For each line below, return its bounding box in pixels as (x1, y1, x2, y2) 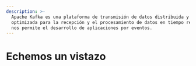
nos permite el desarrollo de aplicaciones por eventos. (11, 25, 153, 31)
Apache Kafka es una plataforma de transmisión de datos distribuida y (11, 14, 190, 20)
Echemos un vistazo (6, 50, 106, 63)
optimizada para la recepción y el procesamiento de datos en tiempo (11, 19, 184, 25)
